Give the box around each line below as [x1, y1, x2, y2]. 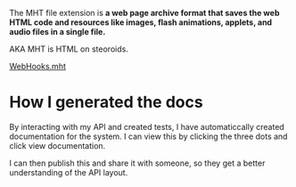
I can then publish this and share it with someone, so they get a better [9, 158, 266, 168]
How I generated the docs [9, 93, 203, 112]
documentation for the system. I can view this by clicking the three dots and [9, 131, 288, 142]
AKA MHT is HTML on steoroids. [9, 44, 129, 54]
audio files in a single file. [9, 27, 106, 37]
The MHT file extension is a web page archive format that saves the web [9, 8, 280, 18]
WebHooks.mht [9, 61, 67, 71]
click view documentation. [9, 140, 106, 150]
